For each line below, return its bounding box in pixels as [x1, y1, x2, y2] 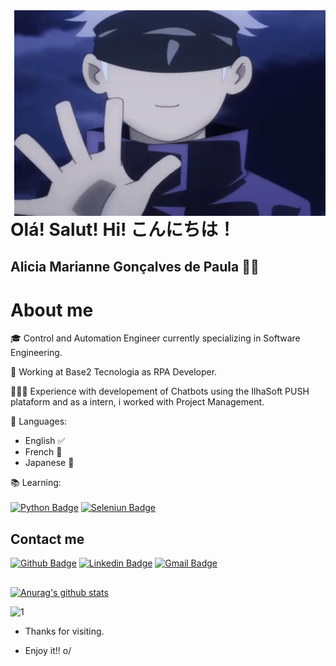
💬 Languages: [10, 415, 68, 428]
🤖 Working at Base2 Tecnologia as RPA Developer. [10, 366, 218, 378]
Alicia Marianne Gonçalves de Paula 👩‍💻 [10, 259, 260, 276]
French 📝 [24, 446, 63, 458]
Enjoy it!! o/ [24, 644, 72, 656]
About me [10, 299, 94, 321]
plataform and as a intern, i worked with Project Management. [10, 396, 265, 408]
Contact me [10, 530, 85, 548]
